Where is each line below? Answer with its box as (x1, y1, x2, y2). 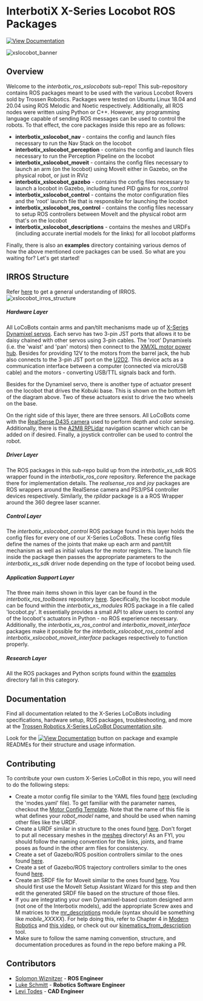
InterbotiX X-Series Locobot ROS (6, 4, 176, 18)
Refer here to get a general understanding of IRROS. (6, 288, 136, 295)
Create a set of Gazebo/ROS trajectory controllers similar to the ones (15, 864, 187, 871)
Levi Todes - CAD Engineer (15, 987, 84, 995)
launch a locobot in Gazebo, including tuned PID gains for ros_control (15, 184, 188, 192)
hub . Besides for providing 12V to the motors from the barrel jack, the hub (6, 349, 190, 357)
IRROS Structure (6, 272, 70, 283)
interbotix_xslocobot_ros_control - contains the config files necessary (15, 204, 194, 211)
